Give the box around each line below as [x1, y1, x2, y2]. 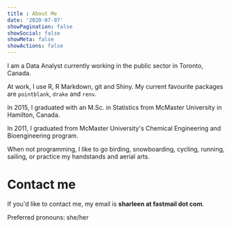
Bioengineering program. [7, 131, 78, 140]
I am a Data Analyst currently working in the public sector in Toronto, [7, 62, 203, 70]
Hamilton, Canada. [7, 111, 60, 119]
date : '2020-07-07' [7, 17, 64, 24]
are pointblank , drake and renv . [7, 90, 97, 98]
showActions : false [7, 42, 64, 49]
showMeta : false [7, 36, 54, 43]
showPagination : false [7, 23, 73, 30]
